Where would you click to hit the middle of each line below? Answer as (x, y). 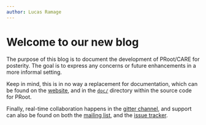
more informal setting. (34, 72)
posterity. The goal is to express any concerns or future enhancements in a (101, 65)
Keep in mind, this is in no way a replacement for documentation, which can (102, 84)
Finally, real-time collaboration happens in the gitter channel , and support (99, 109)
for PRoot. (19, 97)
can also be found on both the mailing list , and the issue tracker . (87, 115)
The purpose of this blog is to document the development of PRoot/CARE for (103, 59)
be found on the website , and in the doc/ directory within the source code (99, 90)
